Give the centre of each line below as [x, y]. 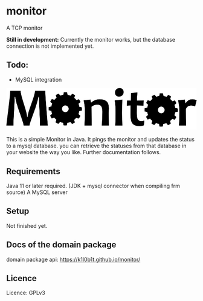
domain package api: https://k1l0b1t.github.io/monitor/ [73, 259]
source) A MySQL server [37, 192]
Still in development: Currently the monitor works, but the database [91, 39]
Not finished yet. [27, 225]
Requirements [33, 171]
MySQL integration [38, 79]
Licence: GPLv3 [26, 293]
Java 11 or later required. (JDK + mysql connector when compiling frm [93, 186]
